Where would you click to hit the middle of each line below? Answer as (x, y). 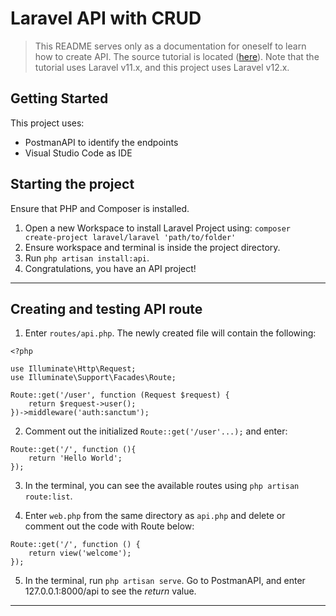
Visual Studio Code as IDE (78, 153)
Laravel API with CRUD (106, 18)
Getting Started (59, 98)
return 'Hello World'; (75, 458)
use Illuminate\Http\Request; (73, 369)
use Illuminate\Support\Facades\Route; (93, 378)
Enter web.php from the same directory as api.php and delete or (155, 516)
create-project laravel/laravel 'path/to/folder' (130, 237)
